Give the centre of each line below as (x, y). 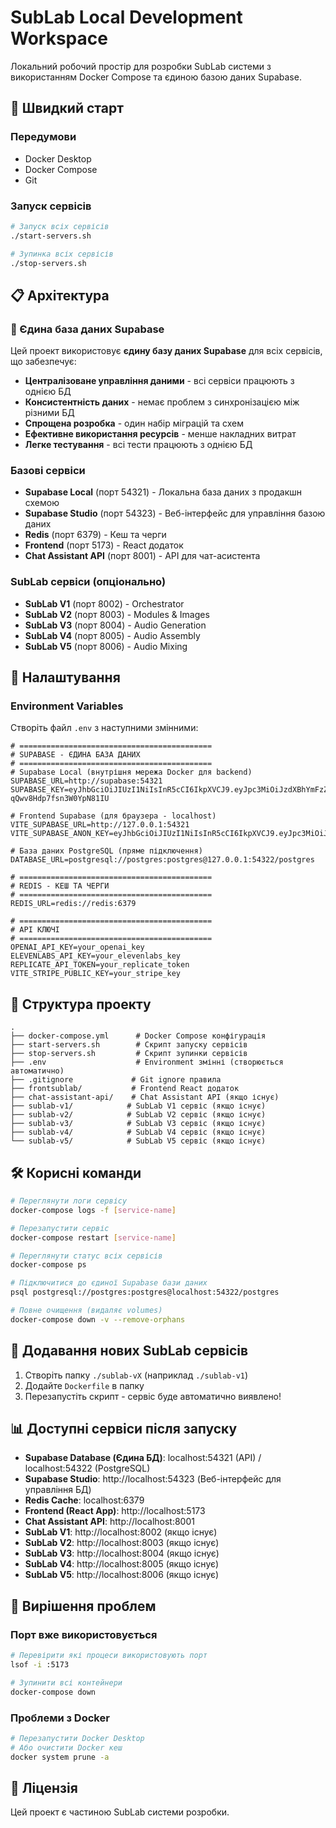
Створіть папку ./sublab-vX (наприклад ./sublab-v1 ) (136, 1375)
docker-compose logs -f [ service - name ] (93, 1210)
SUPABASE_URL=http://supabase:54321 (86, 781)
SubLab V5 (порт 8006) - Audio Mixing (106, 646)
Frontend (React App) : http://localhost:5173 (115, 1511)
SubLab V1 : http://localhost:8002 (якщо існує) (121, 1532)
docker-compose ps (48, 1265)
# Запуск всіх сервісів (60, 226)
